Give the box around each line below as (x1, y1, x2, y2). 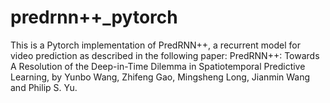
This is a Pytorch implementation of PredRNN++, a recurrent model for (10, 39, 301, 51)
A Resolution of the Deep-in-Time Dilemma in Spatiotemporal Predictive (10, 60, 306, 72)
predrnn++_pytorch (10, 6, 178, 29)
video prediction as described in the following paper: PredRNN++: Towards (10, 49, 320, 61)
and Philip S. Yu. (10, 81, 78, 93)
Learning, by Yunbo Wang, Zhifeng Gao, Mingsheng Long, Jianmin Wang (10, 71, 311, 83)
